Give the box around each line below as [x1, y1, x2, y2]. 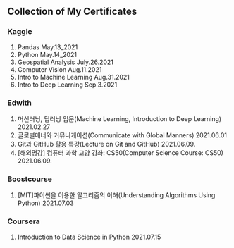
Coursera [7, 216, 40, 226]
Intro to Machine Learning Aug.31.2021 [17, 73, 130, 81]
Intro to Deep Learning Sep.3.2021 [17, 80, 118, 89]
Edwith [7, 98, 32, 108]
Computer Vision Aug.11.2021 [17, 65, 102, 73]
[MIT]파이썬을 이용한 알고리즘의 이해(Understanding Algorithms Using [17, 191, 216, 199]
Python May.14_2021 [17, 50, 78, 58]
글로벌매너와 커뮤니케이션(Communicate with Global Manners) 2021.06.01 [17, 130, 228, 139]
